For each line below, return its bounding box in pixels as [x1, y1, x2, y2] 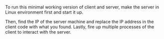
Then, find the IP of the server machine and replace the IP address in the [5, 19, 154, 24]
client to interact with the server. [5, 29, 72, 35]
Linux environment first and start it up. [5, 9, 83, 15]
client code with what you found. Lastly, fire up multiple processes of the [5, 24, 155, 30]
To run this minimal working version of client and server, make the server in [5, 4, 160, 10]
